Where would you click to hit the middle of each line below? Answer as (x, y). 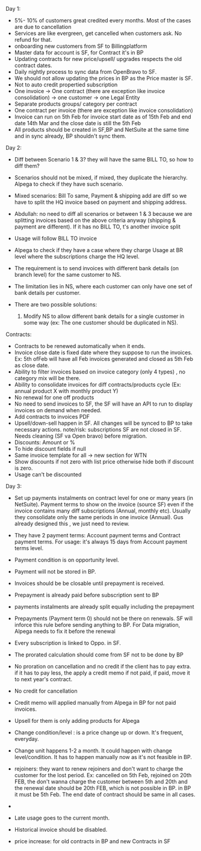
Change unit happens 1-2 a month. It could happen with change (93, 751)
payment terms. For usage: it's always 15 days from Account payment (101, 542)
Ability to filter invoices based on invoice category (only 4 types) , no (100, 372)
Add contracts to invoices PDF (52, 417)
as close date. (32, 365)
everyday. (27, 739)
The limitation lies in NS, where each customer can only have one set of (103, 286)
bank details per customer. (47, 293)
